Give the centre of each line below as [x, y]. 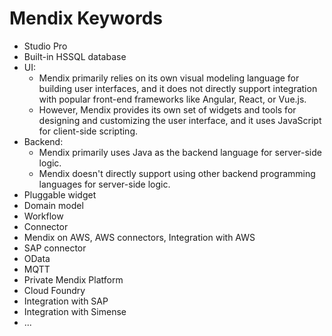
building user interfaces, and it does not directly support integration [178, 88]
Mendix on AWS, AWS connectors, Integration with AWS [139, 237]
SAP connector [55, 248]
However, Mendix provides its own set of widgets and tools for [167, 109]
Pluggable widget [60, 194]
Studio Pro [45, 46]
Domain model [53, 205]
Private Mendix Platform [73, 279]
